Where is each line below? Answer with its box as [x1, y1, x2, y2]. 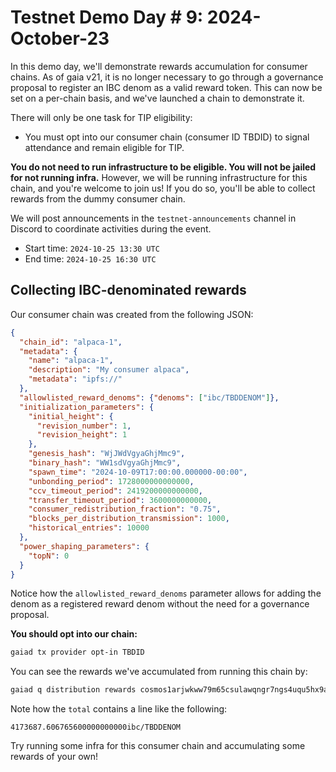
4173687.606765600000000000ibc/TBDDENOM [10, 722, 182, 733]
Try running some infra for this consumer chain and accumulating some [10, 740, 306, 752]
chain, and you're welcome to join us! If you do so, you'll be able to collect [10, 182, 316, 194]
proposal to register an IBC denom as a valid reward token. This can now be [10, 81, 323, 93]
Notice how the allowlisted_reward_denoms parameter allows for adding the [10, 587, 322, 600]
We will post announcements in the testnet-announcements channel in [10, 212, 297, 224]
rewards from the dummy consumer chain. [10, 192, 186, 205]
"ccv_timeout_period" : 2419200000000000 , [28, 486, 203, 496]
